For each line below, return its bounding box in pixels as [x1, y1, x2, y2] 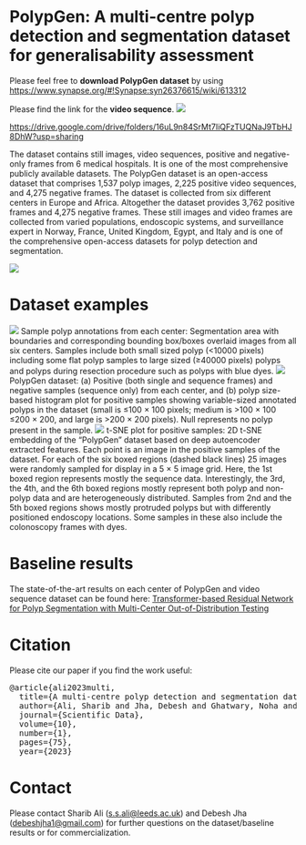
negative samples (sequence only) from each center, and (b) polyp [9, 384, 260, 395]
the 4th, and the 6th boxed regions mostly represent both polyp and [9, 483, 264, 494]
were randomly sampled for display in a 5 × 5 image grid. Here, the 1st [9, 463, 273, 474]
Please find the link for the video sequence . [9, 103, 175, 115]
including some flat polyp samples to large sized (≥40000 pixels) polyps [9, 354, 280, 365]
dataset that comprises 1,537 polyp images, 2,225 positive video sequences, [9, 178, 297, 188]
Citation [9, 635, 71, 655]
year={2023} [18, 746, 73, 757]
